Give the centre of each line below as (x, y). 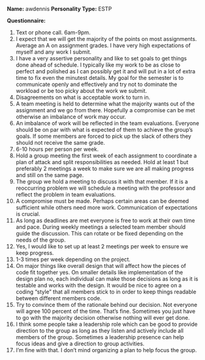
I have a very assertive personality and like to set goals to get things (101, 58)
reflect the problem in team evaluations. (66, 194)
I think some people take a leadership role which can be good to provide (106, 324)
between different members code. (59, 298)
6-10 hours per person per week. (57, 149)
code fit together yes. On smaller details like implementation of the (99, 272)
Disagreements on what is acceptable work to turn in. (83, 97)
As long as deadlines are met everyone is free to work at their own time (105, 220)
